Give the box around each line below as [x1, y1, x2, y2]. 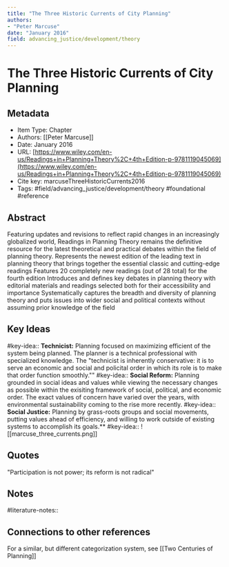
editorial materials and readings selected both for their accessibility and [7, 281, 211, 290]
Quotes [7, 450, 40, 461]
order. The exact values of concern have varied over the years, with [7, 392, 200, 401]
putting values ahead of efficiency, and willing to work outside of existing [7, 415, 215, 423]
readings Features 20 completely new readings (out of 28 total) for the [7, 266, 208, 275]
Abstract [7, 212, 46, 223]
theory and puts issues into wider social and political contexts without [7, 296, 206, 304]
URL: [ [17, 148, 36, 156]
